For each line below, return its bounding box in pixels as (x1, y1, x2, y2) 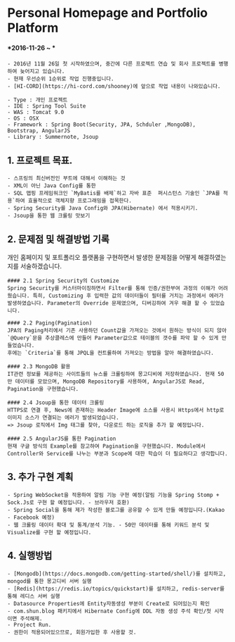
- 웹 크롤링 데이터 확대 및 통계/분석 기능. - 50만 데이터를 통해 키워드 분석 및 (7, 521, 210, 529)
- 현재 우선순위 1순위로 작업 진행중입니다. (7, 75, 114, 82)
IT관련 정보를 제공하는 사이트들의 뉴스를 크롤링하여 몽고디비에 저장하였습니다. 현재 (7, 371, 215, 378)
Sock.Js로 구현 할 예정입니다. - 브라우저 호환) (7, 498, 130, 506)
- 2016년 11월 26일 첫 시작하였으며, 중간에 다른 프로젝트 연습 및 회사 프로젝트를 (7, 61, 216, 68)
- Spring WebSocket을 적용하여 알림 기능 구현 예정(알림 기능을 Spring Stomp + (7, 491, 220, 498)
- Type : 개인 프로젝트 (7, 96, 68, 103)
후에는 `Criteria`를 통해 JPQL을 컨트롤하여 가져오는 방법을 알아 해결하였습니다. (7, 350, 214, 357)
